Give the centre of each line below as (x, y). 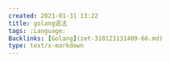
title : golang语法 (38, 23)
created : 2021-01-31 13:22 (53, 16)
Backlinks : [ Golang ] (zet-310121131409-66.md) (85, 38)
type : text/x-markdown (46, 46)
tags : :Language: (37, 31)
